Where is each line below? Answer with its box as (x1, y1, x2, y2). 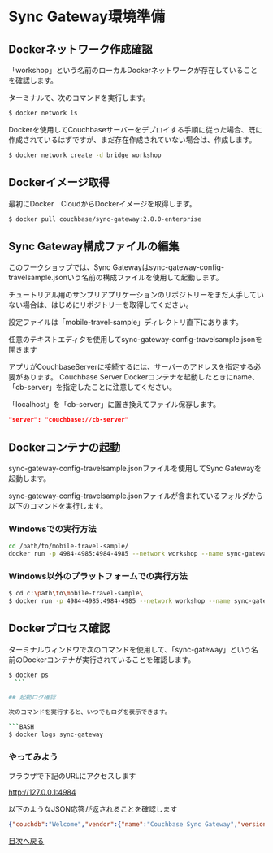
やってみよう (8, 751, 58, 762)
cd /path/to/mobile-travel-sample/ (8, 542, 129, 551)
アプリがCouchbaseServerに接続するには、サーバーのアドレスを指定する (8, 362, 254, 372)
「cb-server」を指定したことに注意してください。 (8, 383, 177, 392)
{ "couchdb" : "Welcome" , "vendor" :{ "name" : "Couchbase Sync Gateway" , (8, 821, 238, 829)
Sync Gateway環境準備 (8, 7, 165, 26)
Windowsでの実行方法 (8, 523, 97, 535)
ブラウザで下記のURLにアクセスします (8, 771, 136, 781)
